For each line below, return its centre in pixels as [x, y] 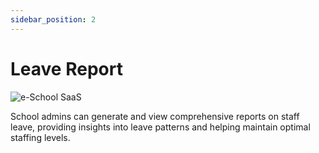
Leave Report [66, 68]
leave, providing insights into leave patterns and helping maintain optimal [160, 127]
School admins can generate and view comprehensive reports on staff [155, 116]
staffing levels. [40, 137]
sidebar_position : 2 [53, 19]
